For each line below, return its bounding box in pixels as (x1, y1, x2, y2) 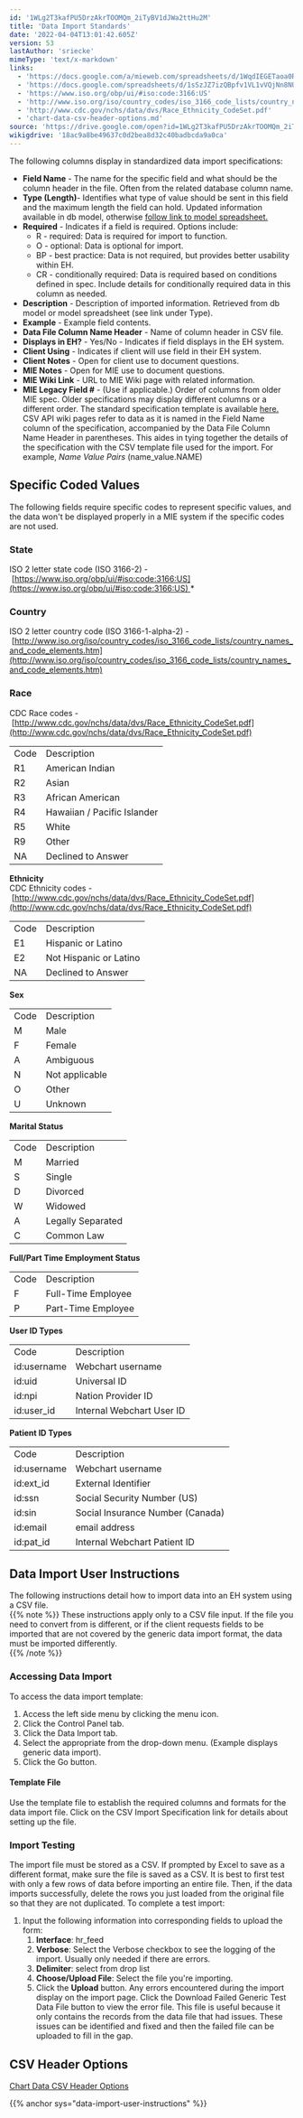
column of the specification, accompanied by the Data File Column (22, 422, 271, 434)
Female (45, 1039, 77, 1051)
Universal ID (75, 1375, 127, 1387)
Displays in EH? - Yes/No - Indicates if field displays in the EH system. (22, 336, 284, 347)
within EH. (35, 259, 74, 270)
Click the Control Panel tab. (22, 1718, 124, 1729)
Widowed (45, 1199, 87, 1212)
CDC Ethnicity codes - (9, 882, 93, 893)
